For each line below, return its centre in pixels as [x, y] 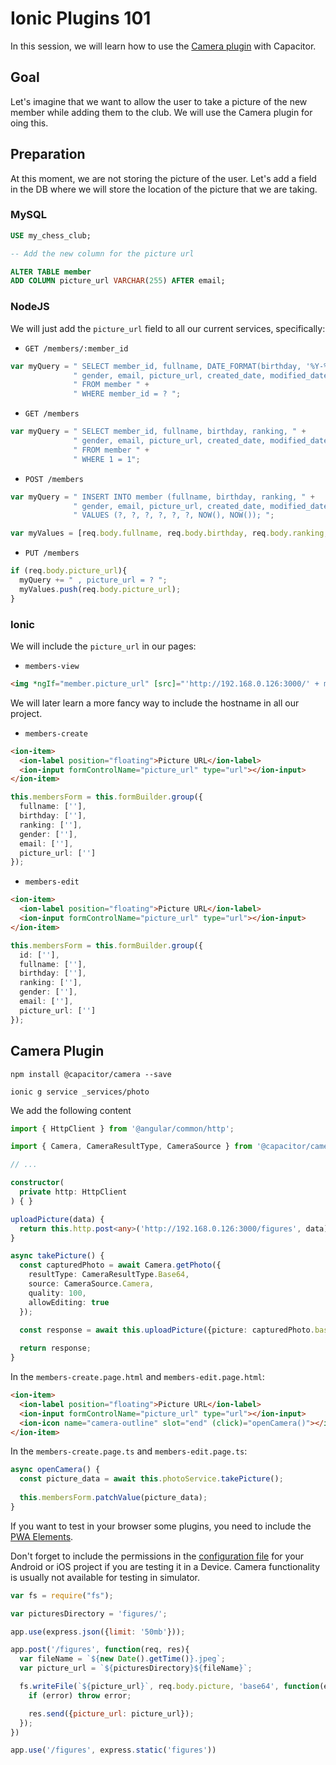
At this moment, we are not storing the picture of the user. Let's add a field [163, 178]
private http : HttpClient [73, 1192]
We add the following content [71, 1110]
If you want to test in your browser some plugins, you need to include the [161, 1526]
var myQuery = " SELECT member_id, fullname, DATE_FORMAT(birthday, [156, 366]
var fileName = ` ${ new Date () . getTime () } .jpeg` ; [122, 1659]
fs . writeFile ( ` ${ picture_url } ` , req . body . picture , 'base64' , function [169, 1687]
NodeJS [30, 307]
